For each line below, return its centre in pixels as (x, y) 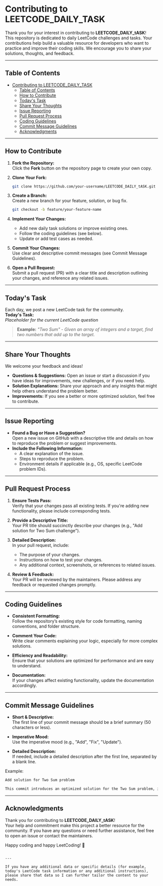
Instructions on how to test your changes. (61, 560)
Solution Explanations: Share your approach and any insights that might (84, 386)
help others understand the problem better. (55, 391)
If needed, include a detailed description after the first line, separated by (84, 757)
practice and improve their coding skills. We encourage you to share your (78, 48)
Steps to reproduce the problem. (52, 459)
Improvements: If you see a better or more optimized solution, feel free (83, 396)
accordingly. (24, 685)
